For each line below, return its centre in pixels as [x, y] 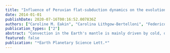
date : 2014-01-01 [24, 15]
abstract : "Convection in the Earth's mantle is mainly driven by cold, [83, 33]
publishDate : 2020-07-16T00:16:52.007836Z [51, 19]
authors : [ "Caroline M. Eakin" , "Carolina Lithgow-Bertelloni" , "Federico [86, 24]
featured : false [22, 38]
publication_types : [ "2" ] [32, 29]
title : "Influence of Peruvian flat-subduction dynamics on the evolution [86, 10]
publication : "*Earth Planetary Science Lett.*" [57, 43]
